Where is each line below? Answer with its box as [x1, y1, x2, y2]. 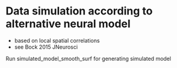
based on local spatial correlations [14, 37, 100, 44]
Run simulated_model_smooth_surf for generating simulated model [5, 55, 172, 62]
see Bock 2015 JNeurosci [14, 43, 78, 51]
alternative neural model [5, 17, 131, 31]
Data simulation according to [5, 4, 153, 18]
